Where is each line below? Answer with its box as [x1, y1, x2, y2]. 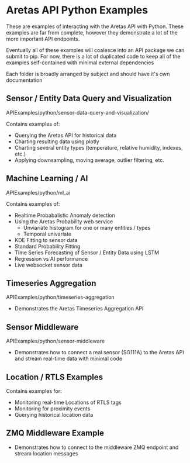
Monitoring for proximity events [14, 405, 91, 412]
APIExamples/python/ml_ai [6, 189, 71, 196]
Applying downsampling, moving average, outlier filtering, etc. [14, 156, 165, 164]
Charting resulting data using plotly [14, 138, 99, 145]
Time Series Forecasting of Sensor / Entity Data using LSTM [14, 249, 160, 256]
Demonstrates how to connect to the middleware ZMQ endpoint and [14, 444, 179, 451]
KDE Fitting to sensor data [14, 236, 78, 243]
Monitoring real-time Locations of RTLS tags [14, 399, 122, 406]
